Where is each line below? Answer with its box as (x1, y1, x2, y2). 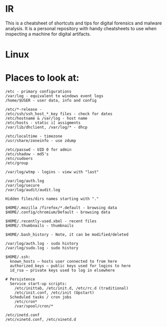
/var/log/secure (5, 183, 40, 188)
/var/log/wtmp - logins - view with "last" (5, 170, 99, 175)
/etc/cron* (14, 299, 38, 305)
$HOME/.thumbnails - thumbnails (5, 223, 74, 228)
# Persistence (5, 277, 36, 282)
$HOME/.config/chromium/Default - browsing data (5, 210, 110, 215)
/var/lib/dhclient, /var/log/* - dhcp (5, 125, 88, 130)
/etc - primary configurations (5, 89, 72, 95)
